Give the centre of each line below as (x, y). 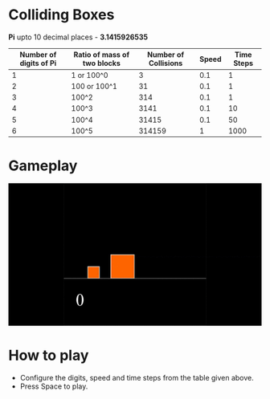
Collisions (166, 63)
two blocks (101, 63)
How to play (49, 355)
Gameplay (43, 165)
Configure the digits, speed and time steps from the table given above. (137, 377)
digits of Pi (38, 63)
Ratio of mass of (102, 55)
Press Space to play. (54, 386)
